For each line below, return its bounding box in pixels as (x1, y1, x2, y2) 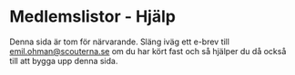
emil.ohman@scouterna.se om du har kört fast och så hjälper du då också (9, 45, 287, 56)
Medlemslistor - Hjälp (9, 6, 176, 27)
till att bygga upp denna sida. (9, 55, 118, 66)
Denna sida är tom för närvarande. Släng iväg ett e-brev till (9, 36, 230, 47)
